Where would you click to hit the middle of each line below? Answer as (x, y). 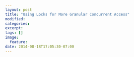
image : (12, 38)
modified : (15, 19)
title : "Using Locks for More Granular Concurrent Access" (67, 14)
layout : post (19, 10)
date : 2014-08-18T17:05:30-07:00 (40, 47)
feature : (19, 42)
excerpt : (14, 28)
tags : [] (14, 33)
